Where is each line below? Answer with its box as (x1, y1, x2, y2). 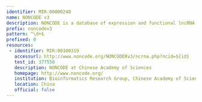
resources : (6, 43, 34, 49)
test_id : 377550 (14, 59, 55, 65)
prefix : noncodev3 (6, 25, 52, 32)
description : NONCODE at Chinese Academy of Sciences (14, 64, 152, 71)
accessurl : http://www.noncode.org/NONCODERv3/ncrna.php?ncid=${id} (14, 53, 189, 59)
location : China (14, 82, 55, 88)
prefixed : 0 (6, 37, 36, 43)
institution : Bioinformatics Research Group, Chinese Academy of (14, 76, 182, 82)
